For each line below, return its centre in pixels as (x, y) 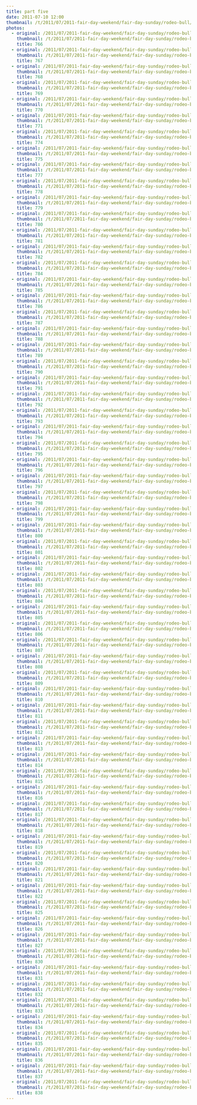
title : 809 (30, 683)
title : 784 (30, 274)
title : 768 (30, 77)
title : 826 (30, 929)
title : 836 (30, 1060)
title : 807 (30, 651)
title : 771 (30, 126)
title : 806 (30, 634)
